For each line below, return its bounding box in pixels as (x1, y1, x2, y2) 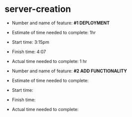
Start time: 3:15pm (11, 39, 50, 45)
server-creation (4, 3, 71, 15)
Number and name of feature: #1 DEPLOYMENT (11, 20, 110, 26)
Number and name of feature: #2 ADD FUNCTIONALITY (11, 68, 127, 74)
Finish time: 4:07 (11, 49, 46, 55)
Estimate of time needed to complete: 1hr (11, 29, 96, 35)
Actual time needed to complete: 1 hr (11, 58, 87, 64)
